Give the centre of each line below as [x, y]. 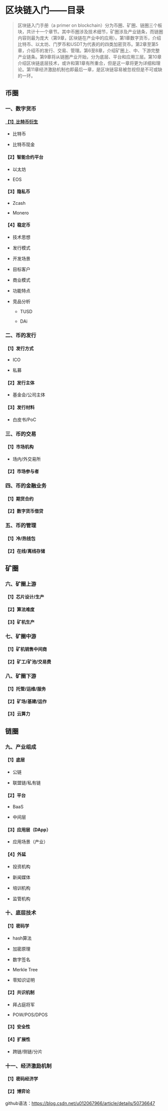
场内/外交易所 [27, 459]
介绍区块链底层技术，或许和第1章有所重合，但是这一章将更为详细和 [87, 63]
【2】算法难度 [20, 609]
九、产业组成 [21, 747]
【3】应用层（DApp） [28, 830]
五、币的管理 [21, 525]
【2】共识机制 [20, 992]
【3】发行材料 [20, 407]
